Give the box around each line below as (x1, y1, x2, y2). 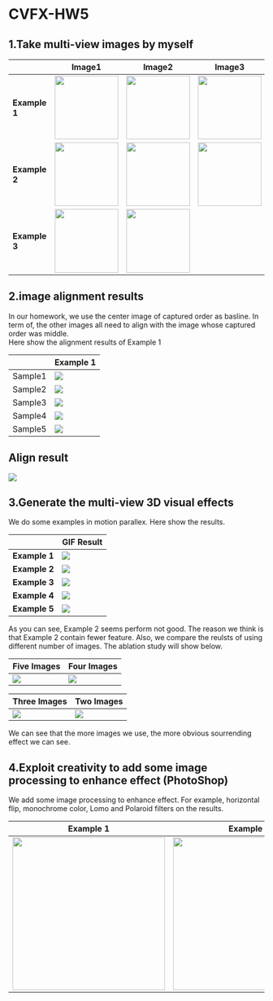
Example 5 (12, 604, 54, 615)
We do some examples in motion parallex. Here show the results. (8, 517, 226, 527)
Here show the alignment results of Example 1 (8, 337, 162, 347)
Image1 (71, 62, 102, 72)
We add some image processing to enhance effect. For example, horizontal (8, 795, 260, 805)
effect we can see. (8, 737, 71, 747)
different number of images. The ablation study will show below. (8, 641, 223, 652)
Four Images (67, 661, 118, 672)
